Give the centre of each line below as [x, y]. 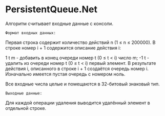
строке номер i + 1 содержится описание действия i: [63, 48]
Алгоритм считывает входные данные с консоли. [59, 24]
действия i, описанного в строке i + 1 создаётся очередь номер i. [77, 68]
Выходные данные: [24, 93]
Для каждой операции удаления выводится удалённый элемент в [78, 103]
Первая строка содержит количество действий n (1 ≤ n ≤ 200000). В [80, 42]
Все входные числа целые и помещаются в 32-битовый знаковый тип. [82, 84]
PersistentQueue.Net [51, 9]
